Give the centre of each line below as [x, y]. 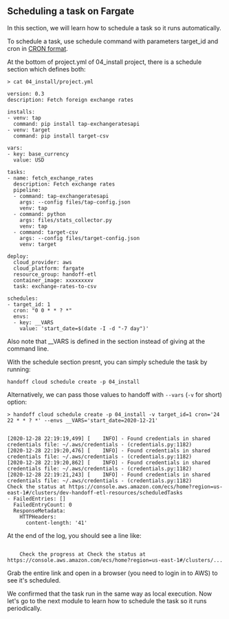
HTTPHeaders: [38, 517]
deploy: [18, 256]
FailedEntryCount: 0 [43, 505]
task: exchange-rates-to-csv [55, 286]
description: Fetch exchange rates [64, 184]
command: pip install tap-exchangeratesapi [76, 124]
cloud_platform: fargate [49, 268]
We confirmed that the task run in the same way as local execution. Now [110, 594]
